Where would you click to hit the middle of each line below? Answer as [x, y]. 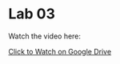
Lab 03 [32, 14]
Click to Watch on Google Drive [60, 51]
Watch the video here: [45, 36]
